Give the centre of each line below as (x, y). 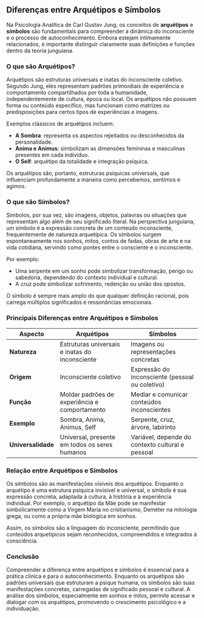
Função (20, 402)
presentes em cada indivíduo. (52, 155)
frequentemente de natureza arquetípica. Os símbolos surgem (84, 234)
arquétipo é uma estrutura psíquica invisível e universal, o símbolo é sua (97, 490)
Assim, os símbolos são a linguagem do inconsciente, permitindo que (93, 528)
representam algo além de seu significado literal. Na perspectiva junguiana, (101, 222)
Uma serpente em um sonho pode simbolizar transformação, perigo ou (104, 271)
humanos (73, 452)
